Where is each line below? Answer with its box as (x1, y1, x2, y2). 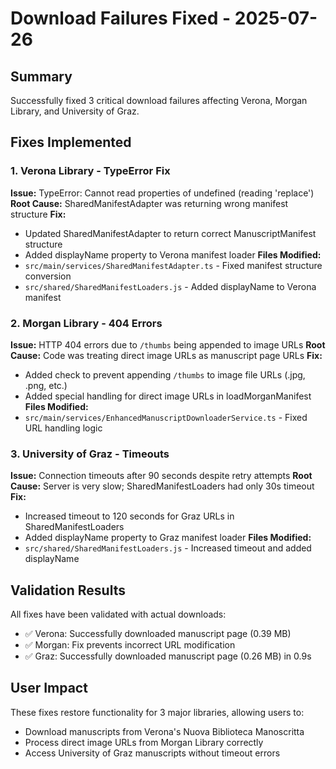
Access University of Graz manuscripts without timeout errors (24, 747, 281, 759)
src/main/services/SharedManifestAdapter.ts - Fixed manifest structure (24, 259, 323, 271)
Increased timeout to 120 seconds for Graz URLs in (24, 510, 235, 522)
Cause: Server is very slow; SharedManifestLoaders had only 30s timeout (10, 480, 315, 492)
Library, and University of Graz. (10, 105, 140, 117)
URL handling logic (24, 422, 103, 434)
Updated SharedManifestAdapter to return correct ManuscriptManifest (24, 227, 317, 239)
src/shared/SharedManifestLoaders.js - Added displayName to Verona (24, 280, 317, 292)
